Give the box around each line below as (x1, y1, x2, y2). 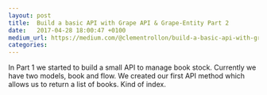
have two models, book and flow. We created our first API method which (8, 71, 245, 81)
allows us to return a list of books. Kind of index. (8, 80, 167, 89)
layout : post (8, 11, 52, 20)
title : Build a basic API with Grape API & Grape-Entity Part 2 (8, 19, 229, 27)
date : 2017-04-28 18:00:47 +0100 (8, 26, 126, 34)
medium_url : (8, 33, 48, 42)
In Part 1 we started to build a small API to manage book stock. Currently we (8, 63, 257, 72)
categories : (8, 41, 48, 49)
